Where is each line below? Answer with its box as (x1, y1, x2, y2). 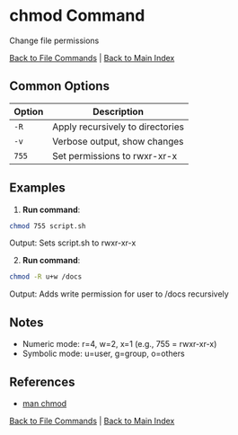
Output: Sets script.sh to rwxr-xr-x (9, 237, 137, 248)
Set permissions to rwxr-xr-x (52, 149, 178, 162)
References (9, 374, 75, 389)
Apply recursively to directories (52, 120, 184, 133)
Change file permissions (9, 35, 100, 46)
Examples (9, 181, 66, 196)
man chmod (22, 397, 67, 409)
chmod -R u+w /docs (9, 272, 83, 281)
